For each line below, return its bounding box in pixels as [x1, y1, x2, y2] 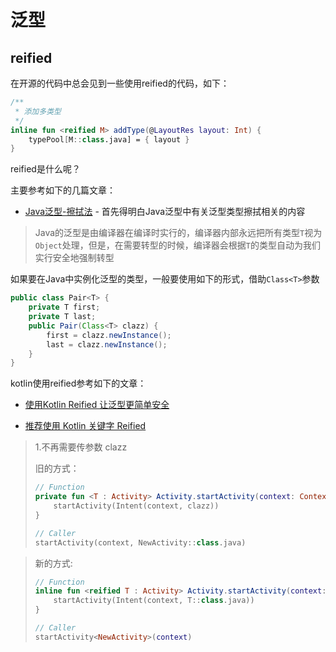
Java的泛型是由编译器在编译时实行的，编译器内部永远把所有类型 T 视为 [34, 227, 323, 239]
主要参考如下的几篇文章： [10, 184, 116, 196]
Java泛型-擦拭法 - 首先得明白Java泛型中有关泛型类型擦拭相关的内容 [24, 206, 306, 218]
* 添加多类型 [14, 106, 62, 116]
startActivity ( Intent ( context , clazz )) [53, 501, 220, 511]
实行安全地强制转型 [34, 252, 115, 264]
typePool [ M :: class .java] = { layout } [28, 134, 190, 145]
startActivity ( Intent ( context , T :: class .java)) [53, 596, 255, 606]
